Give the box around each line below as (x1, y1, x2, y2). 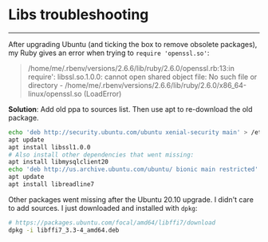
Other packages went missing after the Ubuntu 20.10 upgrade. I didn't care (8, 194, 254, 204)
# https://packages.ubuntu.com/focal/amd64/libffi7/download (8, 218, 216, 227)
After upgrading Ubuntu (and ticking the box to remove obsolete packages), (8, 39, 258, 49)
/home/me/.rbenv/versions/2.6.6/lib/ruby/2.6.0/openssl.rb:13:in (27, 63, 235, 73)
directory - (27, 80, 64, 89)
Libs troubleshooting (8, 6, 149, 24)
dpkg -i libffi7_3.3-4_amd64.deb (8, 226, 120, 234)
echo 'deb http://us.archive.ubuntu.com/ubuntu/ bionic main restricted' (8, 165, 259, 173)
